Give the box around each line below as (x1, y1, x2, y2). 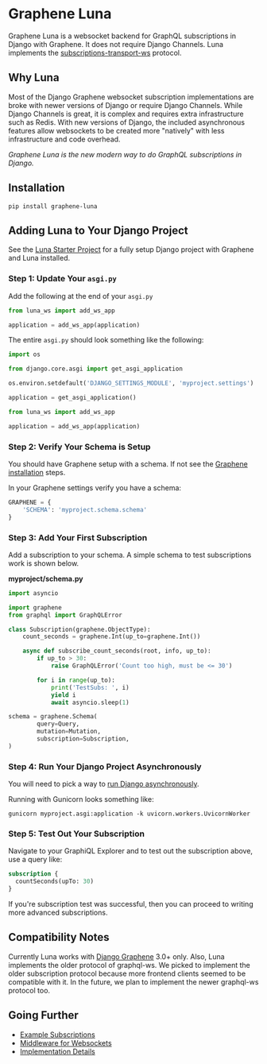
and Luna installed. (8, 253, 71, 263)
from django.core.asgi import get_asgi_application (8, 365, 183, 373)
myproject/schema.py (8, 574, 83, 583)
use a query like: (8, 855, 63, 865)
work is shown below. (8, 558, 79, 568)
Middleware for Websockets (19, 1038, 113, 1047)
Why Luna (8, 71, 60, 84)
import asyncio (8, 589, 59, 597)
